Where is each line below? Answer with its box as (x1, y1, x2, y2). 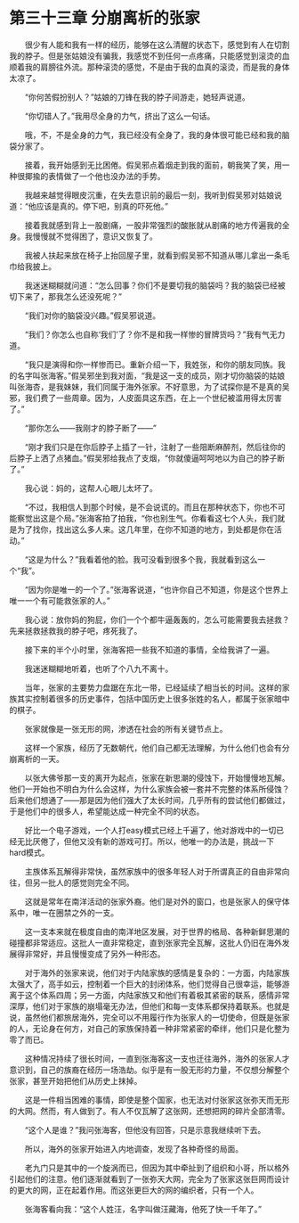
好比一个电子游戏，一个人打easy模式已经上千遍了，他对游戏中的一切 (24, 825, 277, 835)
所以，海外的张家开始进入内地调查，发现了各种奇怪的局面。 (24, 1143, 243, 1154)
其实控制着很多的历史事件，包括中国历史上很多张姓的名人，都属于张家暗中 (16, 693, 290, 704)
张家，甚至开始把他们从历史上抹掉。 (9, 1075, 142, 1086)
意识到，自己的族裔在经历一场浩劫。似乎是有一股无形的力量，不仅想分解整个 (9, 1064, 290, 1075)
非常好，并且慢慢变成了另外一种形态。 (24, 948, 166, 959)
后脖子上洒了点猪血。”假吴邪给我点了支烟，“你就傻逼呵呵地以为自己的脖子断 (9, 452, 286, 464)
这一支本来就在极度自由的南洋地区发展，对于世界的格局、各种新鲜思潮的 (24, 926, 290, 937)
